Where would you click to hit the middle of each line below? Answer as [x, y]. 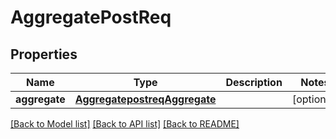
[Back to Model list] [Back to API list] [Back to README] [125, 124]
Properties [44, 54]
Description [254, 82]
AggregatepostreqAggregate [145, 99]
